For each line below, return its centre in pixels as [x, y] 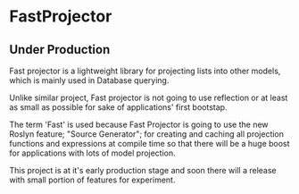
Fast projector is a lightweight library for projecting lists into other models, [145, 71]
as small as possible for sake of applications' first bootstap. [118, 107]
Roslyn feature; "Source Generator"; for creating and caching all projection [146, 134]
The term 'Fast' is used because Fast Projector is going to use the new [139, 124]
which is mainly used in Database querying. [89, 80]
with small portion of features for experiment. [92, 180]
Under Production [60, 50]
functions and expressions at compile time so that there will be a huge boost [149, 143]
